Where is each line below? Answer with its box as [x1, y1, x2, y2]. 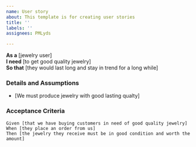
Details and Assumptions [6, 79, 79, 87]
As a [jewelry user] [6, 52, 52, 59]
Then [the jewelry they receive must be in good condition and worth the [6, 131, 191, 136]
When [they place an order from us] [6, 125, 96, 131]
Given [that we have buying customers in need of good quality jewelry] [6, 120, 188, 126]
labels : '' [6, 25, 33, 31]
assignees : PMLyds [6, 31, 51, 36]
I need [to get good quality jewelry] [6, 58, 92, 65]
